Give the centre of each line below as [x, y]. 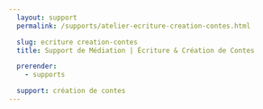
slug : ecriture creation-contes [77, 42]
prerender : [37, 67]
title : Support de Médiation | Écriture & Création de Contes [136, 50]
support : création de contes [71, 91]
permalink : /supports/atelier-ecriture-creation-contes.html [134, 26]
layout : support [47, 17]
